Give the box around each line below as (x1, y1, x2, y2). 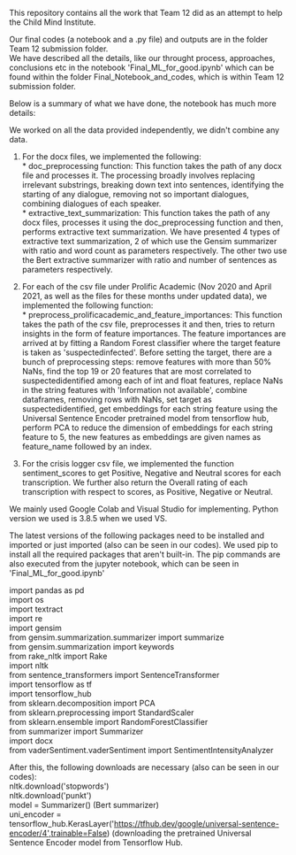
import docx (9, 736, 53, 746)
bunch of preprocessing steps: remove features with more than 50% (21, 357, 272, 366)
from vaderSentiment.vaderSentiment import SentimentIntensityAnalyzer (9, 745, 274, 755)
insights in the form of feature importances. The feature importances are (21, 328, 286, 339)
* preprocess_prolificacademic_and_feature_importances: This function (21, 310, 283, 320)
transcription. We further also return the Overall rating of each (21, 477, 248, 488)
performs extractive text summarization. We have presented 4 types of (21, 227, 281, 237)
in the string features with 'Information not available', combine (21, 385, 247, 395)
